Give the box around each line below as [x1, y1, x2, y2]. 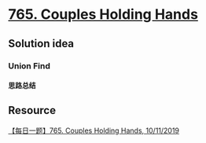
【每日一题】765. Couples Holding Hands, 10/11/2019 [8, 126, 179, 135]
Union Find [8, 60, 51, 71]
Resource [8, 104, 57, 117]
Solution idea [8, 37, 75, 50]
